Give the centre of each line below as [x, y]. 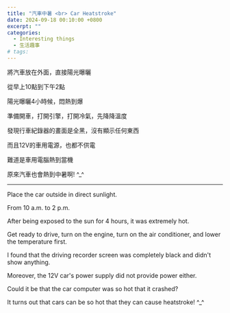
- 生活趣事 [27, 45]
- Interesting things [44, 39]
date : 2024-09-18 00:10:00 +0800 [55, 20]
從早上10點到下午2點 [36, 86]
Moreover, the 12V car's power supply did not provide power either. [102, 275]
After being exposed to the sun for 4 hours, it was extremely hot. [98, 221]
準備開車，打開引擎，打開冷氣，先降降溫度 [67, 116]
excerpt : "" [24, 26]
